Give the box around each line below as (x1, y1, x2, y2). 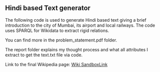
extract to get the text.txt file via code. (5, 52, 83, 58)
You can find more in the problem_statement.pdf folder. (5, 37, 117, 43)
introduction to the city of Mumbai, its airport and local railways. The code (5, 22, 155, 28)
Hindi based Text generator (5, 4, 91, 12)
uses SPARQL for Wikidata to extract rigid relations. (5, 27, 109, 34)
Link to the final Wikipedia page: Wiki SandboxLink (5, 61, 108, 67)
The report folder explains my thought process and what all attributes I (5, 46, 148, 52)
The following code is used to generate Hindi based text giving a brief (5, 17, 147, 23)
